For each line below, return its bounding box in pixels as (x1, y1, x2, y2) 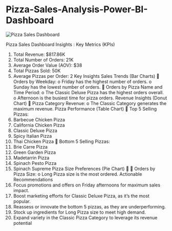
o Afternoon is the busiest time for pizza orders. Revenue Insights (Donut (13, 95, 167, 101)
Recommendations (13, 176, 53, 182)
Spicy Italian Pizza (13, 133, 52, 139)
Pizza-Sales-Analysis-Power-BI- (6, 4, 148, 15)
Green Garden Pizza (13, 149, 56, 155)
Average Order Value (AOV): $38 (13, 62, 82, 68)
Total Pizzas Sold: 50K (13, 68, 61, 74)
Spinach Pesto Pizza (13, 160, 57, 166)
